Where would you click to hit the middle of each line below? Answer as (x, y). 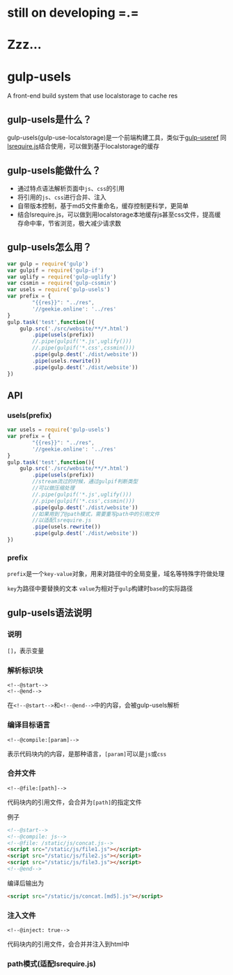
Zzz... (24, 45)
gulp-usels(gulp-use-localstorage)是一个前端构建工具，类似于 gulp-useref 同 (117, 138)
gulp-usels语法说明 (49, 613)
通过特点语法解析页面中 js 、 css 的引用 (71, 188)
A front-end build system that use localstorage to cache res (93, 96)
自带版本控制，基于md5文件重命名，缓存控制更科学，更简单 (103, 205)
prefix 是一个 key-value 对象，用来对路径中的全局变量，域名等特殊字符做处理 (116, 574)
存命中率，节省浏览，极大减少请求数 (69, 223)
